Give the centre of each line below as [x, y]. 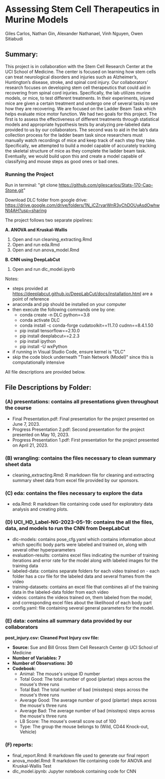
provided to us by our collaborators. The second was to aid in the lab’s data [82, 130]
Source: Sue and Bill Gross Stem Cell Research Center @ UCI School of [85, 647]
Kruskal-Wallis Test [32, 766]
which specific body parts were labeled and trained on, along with [80, 545]
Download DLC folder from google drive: [46, 200]
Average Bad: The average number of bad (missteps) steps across [87, 710]
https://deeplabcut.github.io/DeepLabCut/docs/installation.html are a [82, 294]
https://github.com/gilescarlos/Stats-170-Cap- [106, 185]
